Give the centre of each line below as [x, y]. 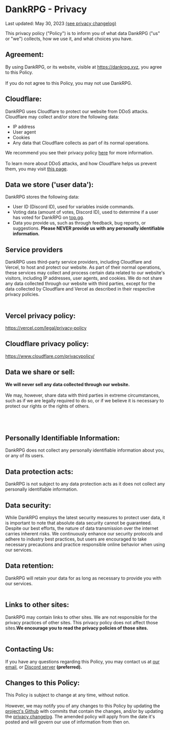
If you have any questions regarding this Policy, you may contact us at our [82, 661]
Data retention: [30, 566]
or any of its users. [25, 456]
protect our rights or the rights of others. [48, 406]
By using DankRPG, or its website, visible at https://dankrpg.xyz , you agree [84, 67]
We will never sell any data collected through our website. [68, 384]
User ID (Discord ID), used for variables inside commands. [73, 207]
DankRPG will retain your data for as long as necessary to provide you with [83, 578]
